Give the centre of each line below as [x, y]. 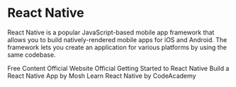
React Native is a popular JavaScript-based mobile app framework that [111, 32]
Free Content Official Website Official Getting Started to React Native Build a [118, 68]
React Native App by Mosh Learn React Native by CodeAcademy [102, 76]
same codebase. [32, 55]
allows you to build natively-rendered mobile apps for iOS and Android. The [117, 39]
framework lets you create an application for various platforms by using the [117, 47]
